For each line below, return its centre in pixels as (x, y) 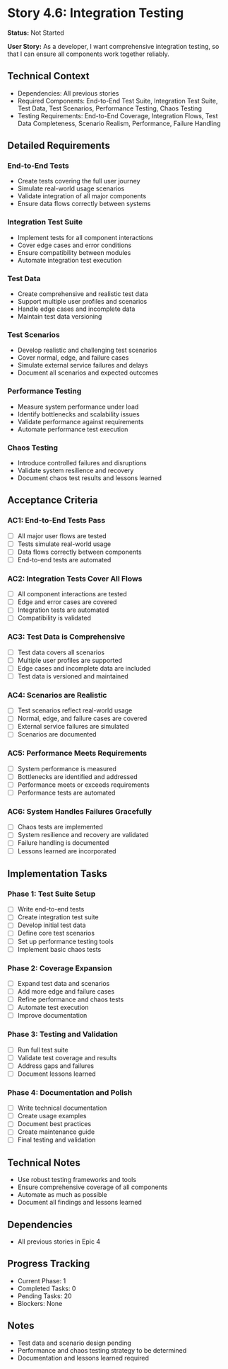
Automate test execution (53, 1008)
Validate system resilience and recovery (76, 470)
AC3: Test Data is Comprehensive (66, 637)
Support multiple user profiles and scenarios (82, 302)
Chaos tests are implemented (60, 827)
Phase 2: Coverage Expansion (60, 968)
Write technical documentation (62, 1108)
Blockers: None (40, 1303)
